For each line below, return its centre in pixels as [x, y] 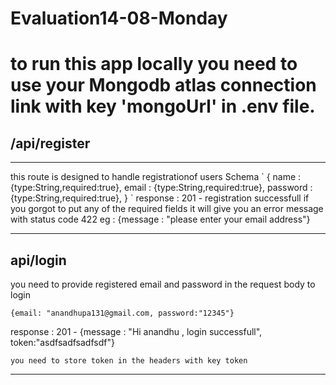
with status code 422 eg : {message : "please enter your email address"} [160, 219]
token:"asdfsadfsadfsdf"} [62, 342]
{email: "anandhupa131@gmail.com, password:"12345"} [122, 313]
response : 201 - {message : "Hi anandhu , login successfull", [136, 331]
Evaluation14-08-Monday [119, 18]
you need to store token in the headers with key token [129, 361]
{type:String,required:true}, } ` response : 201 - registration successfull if [160, 198]
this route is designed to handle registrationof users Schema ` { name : [156, 177]
